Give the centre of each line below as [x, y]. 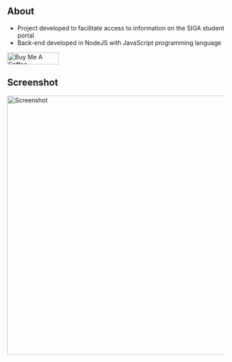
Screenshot [33, 83]
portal [26, 35]
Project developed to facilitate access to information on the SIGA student [120, 28]
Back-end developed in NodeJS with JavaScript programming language [119, 42]
